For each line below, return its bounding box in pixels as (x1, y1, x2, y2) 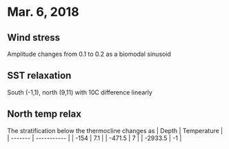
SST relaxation (7, 70, 72, 81)
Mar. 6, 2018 (7, 4, 79, 20)
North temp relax (7, 108, 81, 120)
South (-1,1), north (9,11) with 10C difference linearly (7, 88, 153, 97)
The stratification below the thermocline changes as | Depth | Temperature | (7, 126, 223, 135)
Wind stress (7, 32, 61, 43)
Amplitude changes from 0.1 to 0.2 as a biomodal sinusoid (7, 50, 171, 58)
